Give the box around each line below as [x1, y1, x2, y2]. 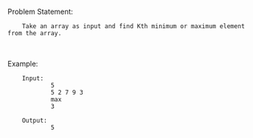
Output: [22, 116, 47, 124]
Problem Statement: [7, 7, 74, 16]
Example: [7, 59, 39, 68]
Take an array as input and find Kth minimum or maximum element [22, 22, 246, 30]
